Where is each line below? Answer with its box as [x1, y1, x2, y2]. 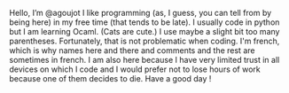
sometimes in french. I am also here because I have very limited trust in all [9, 55, 280, 65]
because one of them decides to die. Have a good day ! [9, 74, 212, 83]
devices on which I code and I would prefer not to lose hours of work [9, 64, 262, 74]
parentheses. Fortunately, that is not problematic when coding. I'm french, [9, 35, 280, 46]
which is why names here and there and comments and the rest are [9, 45, 255, 56]
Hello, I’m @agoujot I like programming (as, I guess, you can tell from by [9, 8, 272, 18]
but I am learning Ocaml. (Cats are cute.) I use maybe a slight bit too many [9, 27, 280, 36]
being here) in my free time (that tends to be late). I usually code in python [9, 17, 280, 27]
